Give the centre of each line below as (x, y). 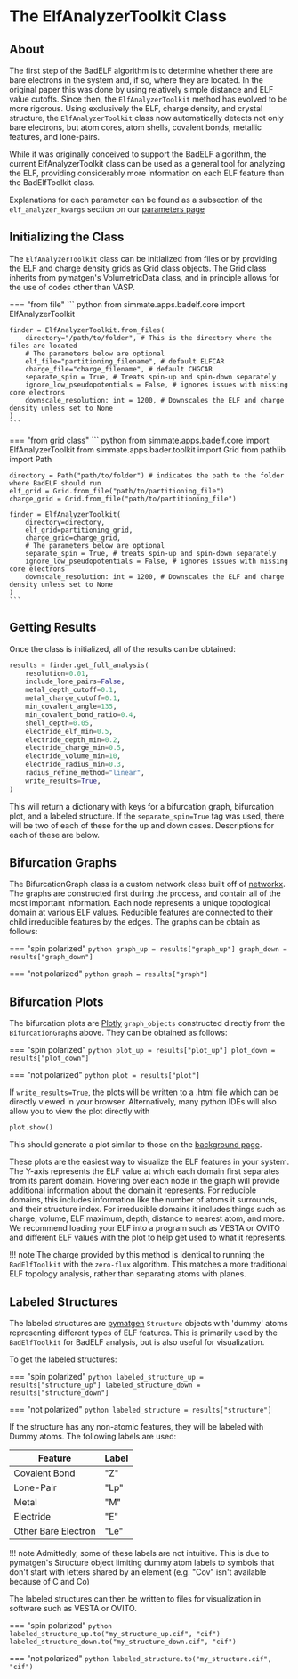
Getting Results (53, 628)
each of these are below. (55, 835)
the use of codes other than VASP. (72, 287)
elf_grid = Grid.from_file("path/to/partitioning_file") (117, 491)
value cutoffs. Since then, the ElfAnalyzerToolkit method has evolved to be (148, 99)
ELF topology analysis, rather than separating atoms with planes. (128, 1274)
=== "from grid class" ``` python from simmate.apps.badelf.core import (139, 440)
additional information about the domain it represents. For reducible (133, 1190)
